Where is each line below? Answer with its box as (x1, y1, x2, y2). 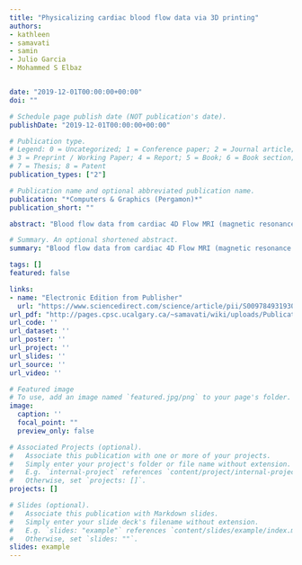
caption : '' (17, 410, 63, 419)
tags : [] (9, 260, 42, 270)
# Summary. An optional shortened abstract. (9, 236, 179, 245)
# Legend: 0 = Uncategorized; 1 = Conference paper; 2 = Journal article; (9, 145, 296, 154)
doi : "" (9, 95, 39, 104)
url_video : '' (9, 368, 63, 378)
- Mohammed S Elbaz (9, 64, 83, 73)
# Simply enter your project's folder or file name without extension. (9, 460, 292, 469)
